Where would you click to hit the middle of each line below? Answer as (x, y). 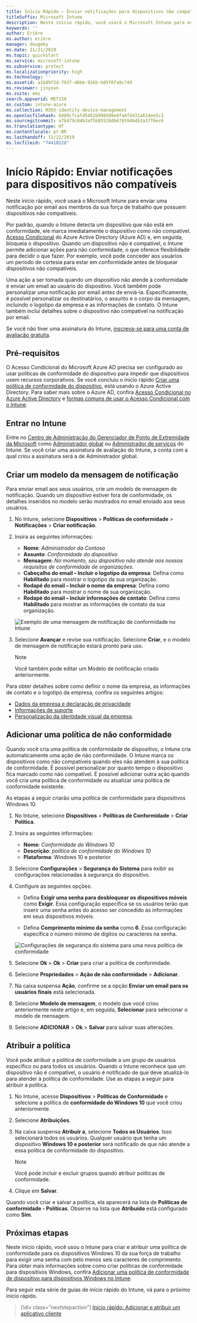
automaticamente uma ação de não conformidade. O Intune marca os (90, 755)
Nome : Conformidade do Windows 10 (69, 844)
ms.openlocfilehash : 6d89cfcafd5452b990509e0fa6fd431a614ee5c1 (85, 115)
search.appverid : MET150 (36, 99)
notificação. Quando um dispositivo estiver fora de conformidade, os (89, 495)
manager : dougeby (27, 45)
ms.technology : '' (28, 77)
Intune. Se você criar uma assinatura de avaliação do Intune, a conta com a (97, 450)
